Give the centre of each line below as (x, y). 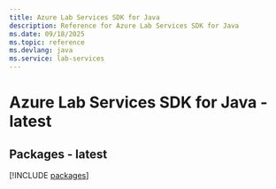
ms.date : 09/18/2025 (47, 34)
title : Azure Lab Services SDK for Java (85, 17)
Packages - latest (58, 154)
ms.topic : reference (47, 42)
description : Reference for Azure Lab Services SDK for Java (124, 26)
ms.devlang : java (41, 51)
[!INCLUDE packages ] (49, 175)
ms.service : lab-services (57, 59)
